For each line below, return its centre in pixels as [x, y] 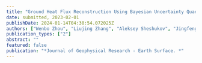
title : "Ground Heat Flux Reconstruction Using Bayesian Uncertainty [95, 12]
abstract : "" [23, 40]
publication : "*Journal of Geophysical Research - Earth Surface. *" [95, 51]
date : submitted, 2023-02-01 [43, 17]
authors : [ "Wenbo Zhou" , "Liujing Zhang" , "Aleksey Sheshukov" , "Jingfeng [102, 28]
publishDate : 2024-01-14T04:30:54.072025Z [60, 23]
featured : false [26, 46]
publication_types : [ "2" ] [38, 34]
